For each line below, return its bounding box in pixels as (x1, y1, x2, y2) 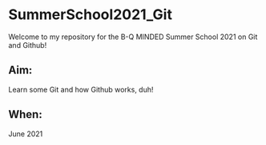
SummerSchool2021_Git (8, 6, 172, 24)
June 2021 (8, 129, 43, 139)
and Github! (8, 40, 47, 49)
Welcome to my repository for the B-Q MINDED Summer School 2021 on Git (8, 32, 258, 41)
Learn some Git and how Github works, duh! (8, 84, 154, 94)
